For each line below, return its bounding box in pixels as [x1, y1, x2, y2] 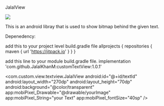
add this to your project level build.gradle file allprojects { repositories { [5, 43, 152, 49]
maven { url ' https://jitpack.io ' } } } [5, 48, 76, 55]
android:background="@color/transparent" [5, 84, 95, 90]
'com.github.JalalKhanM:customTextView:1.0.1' [5, 64, 102, 70]
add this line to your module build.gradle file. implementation [5, 58, 131, 64]
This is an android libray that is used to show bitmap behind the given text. [5, 24, 159, 29]
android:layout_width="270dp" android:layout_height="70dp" [5, 79, 132, 85]
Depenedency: [5, 33, 36, 39]
